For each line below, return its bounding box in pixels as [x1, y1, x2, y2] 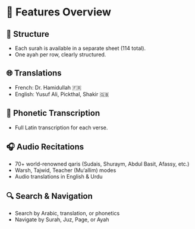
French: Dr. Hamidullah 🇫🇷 [14, 84, 82, 91]
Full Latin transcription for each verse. [14, 124, 108, 131]
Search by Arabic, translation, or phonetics [14, 210, 120, 217]
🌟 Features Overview [6, 5, 112, 19]
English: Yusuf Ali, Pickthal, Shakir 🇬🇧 [14, 90, 109, 97]
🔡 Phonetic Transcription [6, 108, 100, 118]
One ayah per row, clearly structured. [14, 51, 106, 58]
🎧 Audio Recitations [6, 142, 84, 152]
